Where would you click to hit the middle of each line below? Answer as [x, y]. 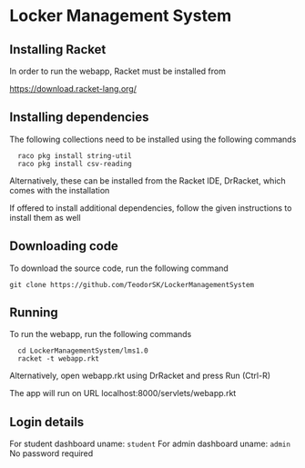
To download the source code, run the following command [119, 268]
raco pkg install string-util [75, 155]
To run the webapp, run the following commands [101, 334]
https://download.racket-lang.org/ [73, 89]
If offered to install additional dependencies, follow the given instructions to [151, 208]
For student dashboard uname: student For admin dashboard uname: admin [150, 444]
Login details [47, 422]
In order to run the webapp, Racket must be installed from [117, 71]
